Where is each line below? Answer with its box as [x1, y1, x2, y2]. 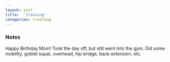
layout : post [5, 7, 33, 13]
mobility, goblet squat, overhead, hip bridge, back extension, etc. [5, 50, 141, 56]
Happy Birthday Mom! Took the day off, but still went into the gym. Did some [5, 45, 165, 51]
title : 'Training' [5, 12, 47, 17]
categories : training [5, 17, 51, 22]
